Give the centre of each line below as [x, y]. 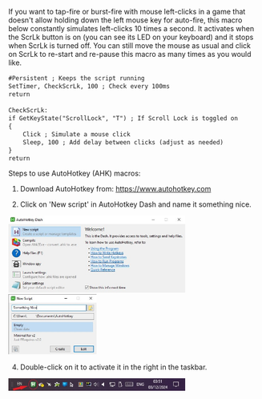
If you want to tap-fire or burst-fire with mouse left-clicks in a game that [127, 12]
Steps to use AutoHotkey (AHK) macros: [75, 173]
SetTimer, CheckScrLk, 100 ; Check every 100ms [89, 87]
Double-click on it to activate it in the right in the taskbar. [113, 367]
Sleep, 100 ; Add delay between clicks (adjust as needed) [123, 143]
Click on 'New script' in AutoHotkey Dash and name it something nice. [136, 204]
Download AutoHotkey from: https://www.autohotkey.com [115, 189]
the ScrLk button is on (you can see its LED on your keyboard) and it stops [131, 37]
